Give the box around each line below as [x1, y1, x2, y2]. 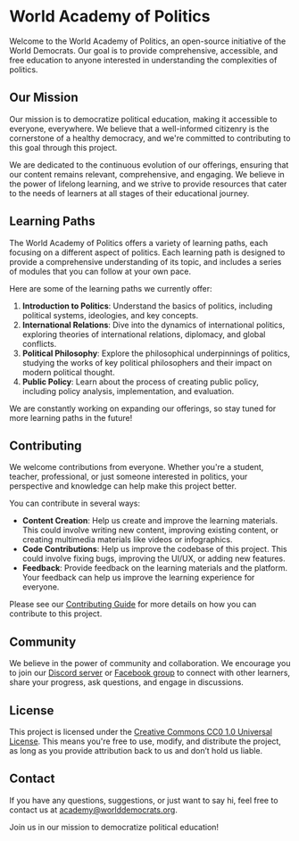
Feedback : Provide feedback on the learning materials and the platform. [21, 563, 288, 573]
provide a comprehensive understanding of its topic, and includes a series [9, 256, 282, 267]
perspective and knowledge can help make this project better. [9, 481, 237, 491]
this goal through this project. [9, 142, 118, 153]
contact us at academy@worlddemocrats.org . [9, 804, 179, 815]
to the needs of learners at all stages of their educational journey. [9, 187, 250, 198]
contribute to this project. [9, 608, 103, 619]
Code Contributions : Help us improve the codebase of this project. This [21, 544, 287, 555]
